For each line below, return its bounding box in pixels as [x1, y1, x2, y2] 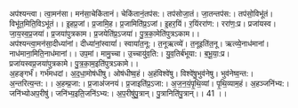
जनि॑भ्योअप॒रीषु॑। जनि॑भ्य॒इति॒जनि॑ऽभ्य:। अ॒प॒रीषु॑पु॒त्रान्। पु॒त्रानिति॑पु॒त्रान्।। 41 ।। [9, 89, 228, 98]
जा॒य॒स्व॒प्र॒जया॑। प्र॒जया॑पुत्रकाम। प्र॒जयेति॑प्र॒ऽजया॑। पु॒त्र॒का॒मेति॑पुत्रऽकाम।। [9, 28, 200, 39]
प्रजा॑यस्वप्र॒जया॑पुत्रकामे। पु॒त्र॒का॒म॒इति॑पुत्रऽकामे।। [9, 58, 140, 68]
